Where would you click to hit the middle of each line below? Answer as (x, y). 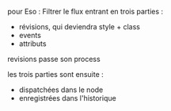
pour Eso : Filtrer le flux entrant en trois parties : (85, 11)
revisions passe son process (54, 59)
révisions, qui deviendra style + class (79, 27)
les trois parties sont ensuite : (55, 74)
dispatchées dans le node (61, 90)
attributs (32, 44)
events (30, 35)
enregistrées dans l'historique (67, 98)
